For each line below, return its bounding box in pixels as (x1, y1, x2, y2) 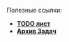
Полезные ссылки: (6, 6, 62, 14)
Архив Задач (16, 27, 56, 35)
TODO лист (16, 20, 51, 27)
